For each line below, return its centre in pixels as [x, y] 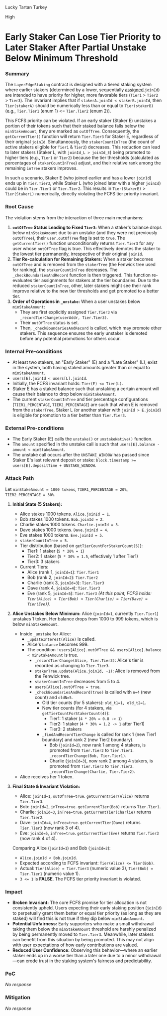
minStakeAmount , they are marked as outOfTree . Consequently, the [72, 131]
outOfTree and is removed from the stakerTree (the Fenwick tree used [84, 264]
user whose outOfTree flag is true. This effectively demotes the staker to [86, 248]
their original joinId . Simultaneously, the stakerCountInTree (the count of [80, 142]
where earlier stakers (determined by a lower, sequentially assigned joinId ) [83, 90]
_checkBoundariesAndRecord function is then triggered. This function [81, 275]
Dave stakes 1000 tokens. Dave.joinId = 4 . [64, 530]
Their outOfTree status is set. [49, 322]
